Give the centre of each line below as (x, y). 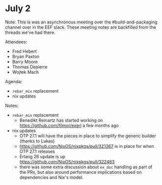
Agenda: (14, 82)
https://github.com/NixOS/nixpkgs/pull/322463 (67, 162)
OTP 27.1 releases (37, 151)
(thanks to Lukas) (37, 141)
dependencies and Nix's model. (51, 177)
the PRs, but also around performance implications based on (81, 172)
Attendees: (16, 41)
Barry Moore (25, 62)
